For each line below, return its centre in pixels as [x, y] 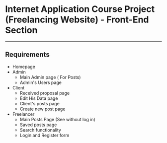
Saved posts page [38, 125]
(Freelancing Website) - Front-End [77, 20]
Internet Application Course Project [80, 9]
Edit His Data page [39, 98]
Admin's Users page [41, 82]
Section [21, 30]
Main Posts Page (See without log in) [57, 119]
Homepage [24, 67]
